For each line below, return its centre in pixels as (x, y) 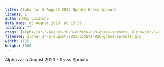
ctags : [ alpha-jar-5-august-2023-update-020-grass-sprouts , (68, 32)
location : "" (18, 28)
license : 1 (16, 14)
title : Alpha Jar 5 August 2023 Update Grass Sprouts (61, 9)
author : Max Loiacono (27, 18)
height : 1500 (18, 46)
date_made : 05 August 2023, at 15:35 (43, 23)
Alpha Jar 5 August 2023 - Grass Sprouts (47, 59)
